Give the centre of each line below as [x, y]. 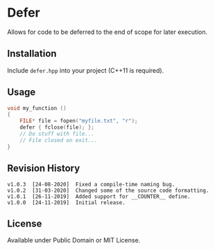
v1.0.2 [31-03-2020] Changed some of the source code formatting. [108, 190]
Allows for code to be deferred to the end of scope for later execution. [108, 32]
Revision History [44, 169]
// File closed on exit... [59, 140]
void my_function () [37, 108]
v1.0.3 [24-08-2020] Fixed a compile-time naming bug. [91, 184]
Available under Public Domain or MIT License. [74, 240]
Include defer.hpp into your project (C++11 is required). [86, 70]
